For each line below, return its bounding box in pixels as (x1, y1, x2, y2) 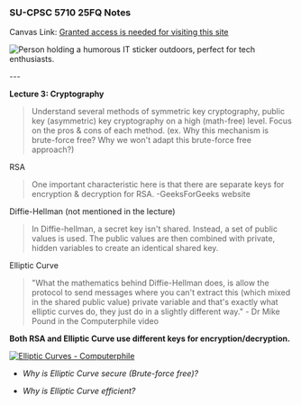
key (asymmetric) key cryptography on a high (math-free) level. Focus (31, 115, 293, 127)
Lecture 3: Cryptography (9, 88, 105, 100)
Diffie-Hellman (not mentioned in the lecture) (9, 206, 176, 217)
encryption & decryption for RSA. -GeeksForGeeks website (31, 189, 251, 200)
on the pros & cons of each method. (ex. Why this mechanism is (31, 125, 269, 136)
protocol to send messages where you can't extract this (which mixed (31, 287, 291, 298)
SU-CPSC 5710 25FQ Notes (9, 6, 132, 19)
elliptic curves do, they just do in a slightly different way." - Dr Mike (31, 306, 281, 317)
